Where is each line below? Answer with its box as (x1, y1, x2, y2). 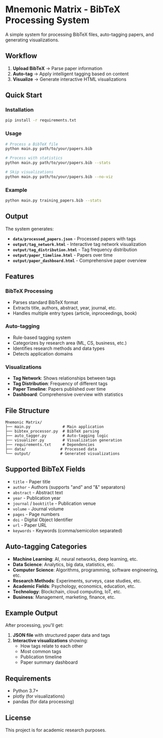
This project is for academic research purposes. (5, 727, 106, 733)
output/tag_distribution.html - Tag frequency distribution (12, 247, 137, 253)
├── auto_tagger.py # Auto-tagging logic (5, 433, 109, 438)
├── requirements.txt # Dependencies (5, 442, 95, 447)
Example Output (5, 609, 58, 617)
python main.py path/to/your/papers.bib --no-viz (5, 174, 113, 180)
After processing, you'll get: (5, 622, 64, 629)
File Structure (5, 406, 50, 415)
